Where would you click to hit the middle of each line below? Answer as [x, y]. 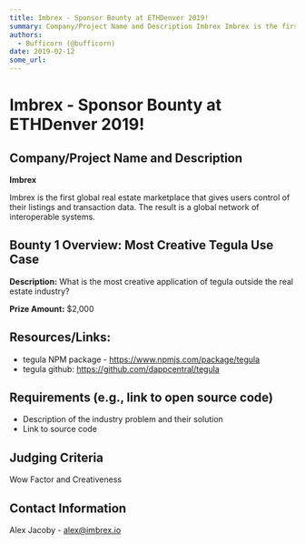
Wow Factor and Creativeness [66, 479]
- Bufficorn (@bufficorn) [67, 43]
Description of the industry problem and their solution [123, 419]
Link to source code [60, 429]
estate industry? [39, 291]
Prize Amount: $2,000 [52, 308]
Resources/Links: [60, 337]
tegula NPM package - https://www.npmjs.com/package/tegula [141, 359]
